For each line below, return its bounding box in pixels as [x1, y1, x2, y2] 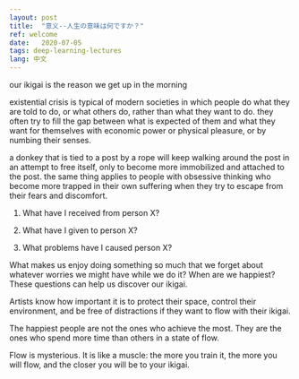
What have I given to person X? [21, 225, 138, 236]
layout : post [9, 13, 58, 22]
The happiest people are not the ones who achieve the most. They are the [9, 323, 282, 333]
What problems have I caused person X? [21, 243, 173, 253]
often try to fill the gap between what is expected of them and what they [9, 116, 276, 126]
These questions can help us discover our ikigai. [9, 279, 188, 289]
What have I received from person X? [21, 208, 160, 218]
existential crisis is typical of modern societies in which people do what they [9, 97, 291, 108]
